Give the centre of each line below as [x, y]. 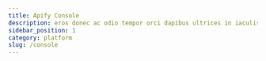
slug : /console [33, 45]
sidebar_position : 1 [42, 30]
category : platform [40, 38]
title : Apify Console [44, 15]
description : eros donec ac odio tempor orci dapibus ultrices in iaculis [134, 23]
